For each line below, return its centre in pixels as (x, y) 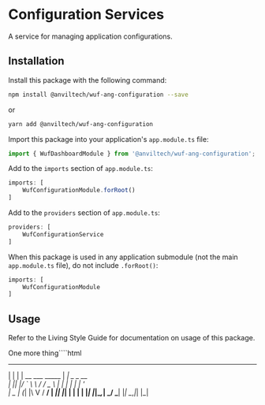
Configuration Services (86, 15)
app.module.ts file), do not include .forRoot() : (83, 265)
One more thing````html (45, 353)
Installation (36, 61)
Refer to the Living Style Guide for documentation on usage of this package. (132, 338)
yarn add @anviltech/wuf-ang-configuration (81, 124)
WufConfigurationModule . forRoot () (79, 191)
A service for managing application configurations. (91, 36)
